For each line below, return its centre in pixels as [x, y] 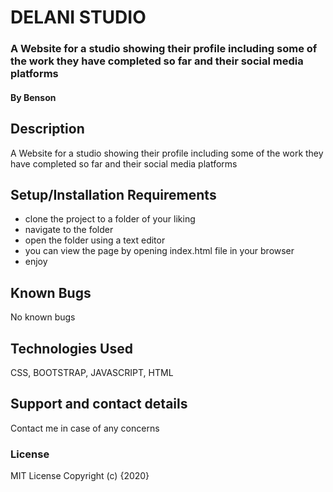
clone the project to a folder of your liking [110, 219]
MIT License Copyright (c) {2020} [80, 476]
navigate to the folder [69, 230]
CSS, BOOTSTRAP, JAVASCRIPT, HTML [92, 372]
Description [47, 129]
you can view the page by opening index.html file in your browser [159, 251]
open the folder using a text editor [95, 240]
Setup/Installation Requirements [113, 194]
